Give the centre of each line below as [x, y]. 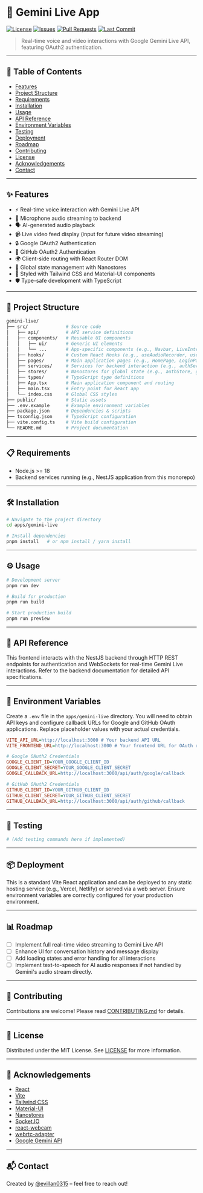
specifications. [25, 677]
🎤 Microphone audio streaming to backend [68, 218]
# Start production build [39, 613]
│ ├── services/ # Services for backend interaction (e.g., [92, 366]
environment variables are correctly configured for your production [90, 895]
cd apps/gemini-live [32, 525]
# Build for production [36, 596]
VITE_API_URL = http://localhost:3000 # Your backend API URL [84, 740]
